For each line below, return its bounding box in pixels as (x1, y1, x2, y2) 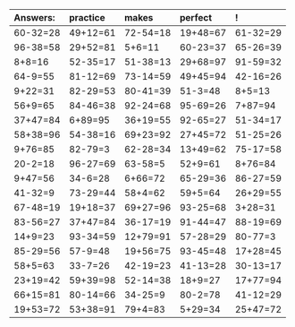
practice (69, 12, 105, 23)
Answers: (13, 12, 55, 23)
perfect (180, 12, 213, 23)
